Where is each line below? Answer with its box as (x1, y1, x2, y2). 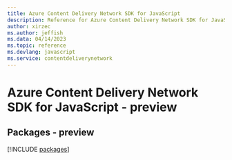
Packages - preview (7, 127, 95, 139)
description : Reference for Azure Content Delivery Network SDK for (7, 17, 209, 23)
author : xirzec (7, 23, 51, 30)
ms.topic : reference (7, 42, 67, 49)
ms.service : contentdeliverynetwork (7, 55, 113, 62)
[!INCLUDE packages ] (7, 145, 70, 153)
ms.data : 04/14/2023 (7, 36, 67, 43)
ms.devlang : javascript (7, 49, 76, 56)
